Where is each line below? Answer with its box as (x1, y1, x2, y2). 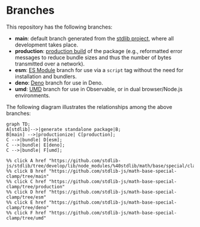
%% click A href (6, 157, 46, 164)
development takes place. (14, 41, 79, 48)
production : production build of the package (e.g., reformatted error (14, 47, 183, 54)
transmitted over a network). (14, 60, 85, 67)
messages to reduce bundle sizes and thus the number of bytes (14, 54, 171, 61)
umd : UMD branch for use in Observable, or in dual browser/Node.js (14, 85, 183, 92)
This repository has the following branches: (6, 23, 113, 30)
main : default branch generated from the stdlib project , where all (14, 35, 174, 42)
